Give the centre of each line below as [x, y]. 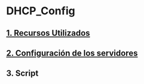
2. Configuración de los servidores [72, 53]
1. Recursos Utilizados [48, 33]
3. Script [22, 74]
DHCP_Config [41, 11]
